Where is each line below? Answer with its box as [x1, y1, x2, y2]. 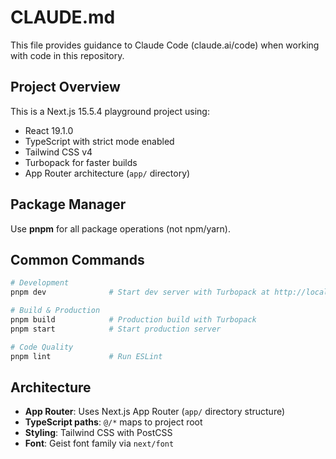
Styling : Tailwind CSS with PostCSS [24, 427, 173, 439]
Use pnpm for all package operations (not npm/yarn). [10, 222, 231, 235]
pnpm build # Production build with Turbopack [10, 315, 257, 325]
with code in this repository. [10, 49, 125, 61]
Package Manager [10, 196, 127, 213]
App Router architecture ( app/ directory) [24, 167, 191, 179]
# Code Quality [10, 342, 74, 352]
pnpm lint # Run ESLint [10, 351, 163, 361]
